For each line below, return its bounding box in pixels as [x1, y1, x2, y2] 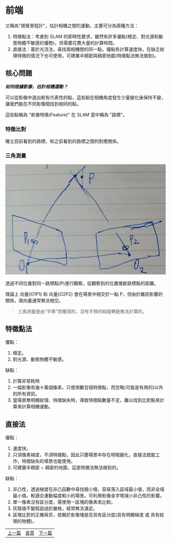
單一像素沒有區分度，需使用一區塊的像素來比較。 [12, 499, 116, 505]
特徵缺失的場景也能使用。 [21, 458, 75, 464]
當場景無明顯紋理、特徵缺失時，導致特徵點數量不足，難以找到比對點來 [12, 397, 160, 404]
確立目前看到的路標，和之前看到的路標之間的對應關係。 [5, 138, 121, 145]
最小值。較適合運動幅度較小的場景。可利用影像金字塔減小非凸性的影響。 [12, 492, 164, 499]
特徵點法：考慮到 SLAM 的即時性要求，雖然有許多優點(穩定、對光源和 [12, 33, 159, 39]
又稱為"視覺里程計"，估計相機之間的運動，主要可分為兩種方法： [5, 22, 139, 29]
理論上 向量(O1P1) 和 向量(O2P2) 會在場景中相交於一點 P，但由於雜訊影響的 [5, 291, 163, 297]
